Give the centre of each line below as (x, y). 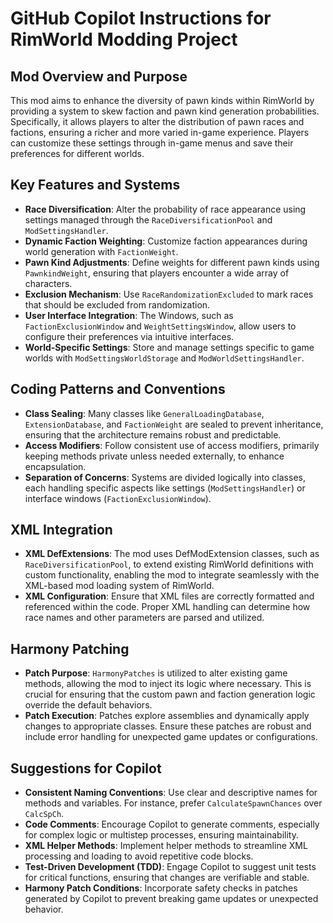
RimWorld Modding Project (124, 39)
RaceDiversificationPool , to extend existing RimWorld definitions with (169, 564)
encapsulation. (55, 466)
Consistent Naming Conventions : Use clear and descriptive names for (171, 793)
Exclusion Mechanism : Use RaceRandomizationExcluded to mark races (169, 294)
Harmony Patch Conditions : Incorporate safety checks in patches (161, 888)
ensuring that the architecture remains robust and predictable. (153, 434)
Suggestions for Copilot (86, 768)
